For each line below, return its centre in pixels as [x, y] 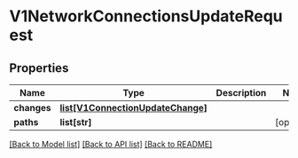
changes [32, 108]
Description [241, 93]
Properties [39, 68]
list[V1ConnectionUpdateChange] [134, 108]
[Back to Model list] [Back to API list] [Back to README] [111, 144]
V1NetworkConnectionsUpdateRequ [146, 16]
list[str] [76, 122]
